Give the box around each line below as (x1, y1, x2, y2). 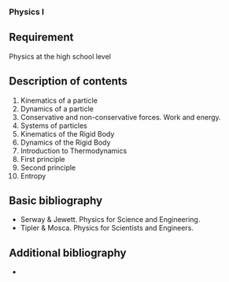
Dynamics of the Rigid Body (20, 137, 111, 147)
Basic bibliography (9, 194, 103, 207)
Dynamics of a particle (20, 103, 94, 113)
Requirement (9, 31, 74, 44)
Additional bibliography (9, 246, 127, 259)
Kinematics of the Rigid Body (20, 129, 115, 138)
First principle (20, 154, 65, 164)
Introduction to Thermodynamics (20, 145, 127, 156)
